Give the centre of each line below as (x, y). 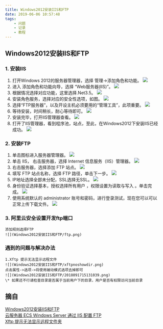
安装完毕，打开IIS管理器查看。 (43, 117)
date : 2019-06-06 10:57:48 (33, 14)
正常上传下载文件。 (32, 204)
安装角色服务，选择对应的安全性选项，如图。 (57, 99)
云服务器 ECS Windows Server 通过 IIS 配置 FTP (53, 315)
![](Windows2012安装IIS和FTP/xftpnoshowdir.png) (55, 265)
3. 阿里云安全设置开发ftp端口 (39, 218)
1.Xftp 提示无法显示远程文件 (31, 259)
